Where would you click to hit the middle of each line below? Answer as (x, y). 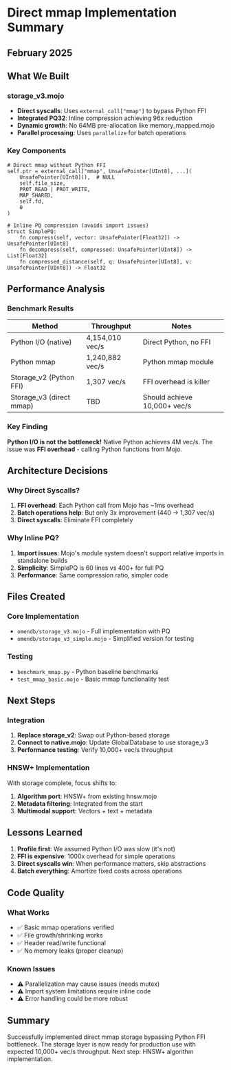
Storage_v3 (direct (41, 397)
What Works (29, 912)
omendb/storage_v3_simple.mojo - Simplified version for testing (106, 639)
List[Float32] (27, 256)
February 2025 (40, 53)
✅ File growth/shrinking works (60, 935)
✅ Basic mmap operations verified (66, 927)
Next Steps (31, 701)
